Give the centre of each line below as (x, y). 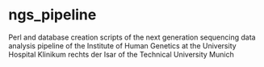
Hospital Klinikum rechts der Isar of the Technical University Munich (121, 54)
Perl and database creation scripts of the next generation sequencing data (132, 37)
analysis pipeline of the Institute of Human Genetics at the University (122, 45)
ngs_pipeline (52, 15)
